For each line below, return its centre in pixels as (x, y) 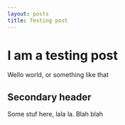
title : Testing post (38, 20)
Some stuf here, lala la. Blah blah (55, 114)
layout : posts (28, 14)
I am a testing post (63, 55)
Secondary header (49, 97)
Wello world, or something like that (58, 75)
